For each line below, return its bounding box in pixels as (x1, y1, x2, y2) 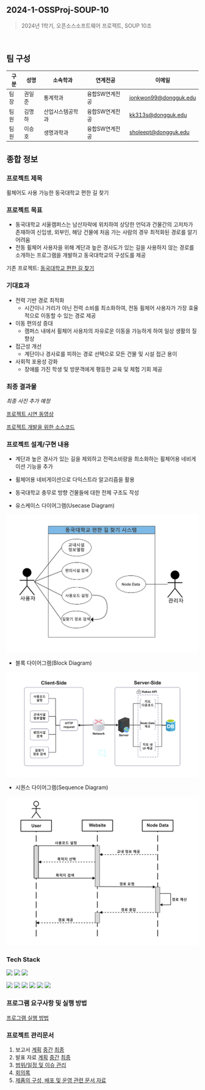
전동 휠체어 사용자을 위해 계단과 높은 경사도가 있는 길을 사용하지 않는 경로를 (15, 244, 195, 251)
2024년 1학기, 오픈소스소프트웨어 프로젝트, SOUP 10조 (21, 21, 152, 29)
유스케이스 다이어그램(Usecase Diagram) (15, 502, 115, 509)
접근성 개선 (15, 343, 42, 350)
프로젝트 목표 (6, 205, 43, 214)
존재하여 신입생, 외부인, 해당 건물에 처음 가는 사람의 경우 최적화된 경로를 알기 (15, 229, 198, 236)
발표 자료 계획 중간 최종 (15, 1053, 71, 1061)
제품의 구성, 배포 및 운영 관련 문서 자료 (15, 1077, 107, 1084)
